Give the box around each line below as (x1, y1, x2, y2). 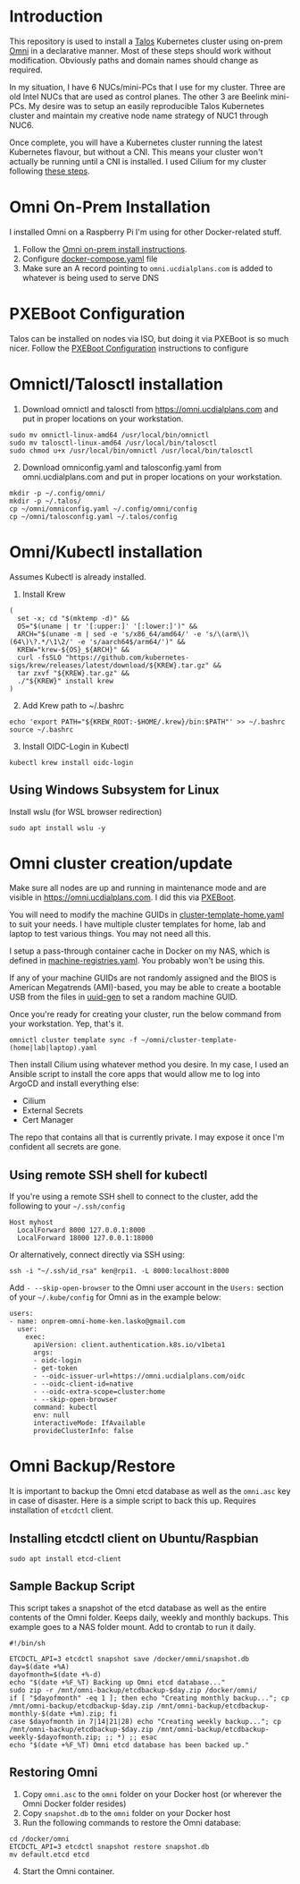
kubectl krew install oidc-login (9, 758, 134, 767)
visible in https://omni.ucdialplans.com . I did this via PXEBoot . (9, 892, 237, 903)
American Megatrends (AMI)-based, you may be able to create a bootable (9, 982, 281, 993)
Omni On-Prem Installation (9, 197, 212, 217)
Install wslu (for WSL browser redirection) (9, 806, 162, 817)
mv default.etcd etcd (9, 1850, 90, 1859)
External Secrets (21, 1105, 83, 1116)
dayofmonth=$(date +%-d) (9, 1670, 102, 1679)
